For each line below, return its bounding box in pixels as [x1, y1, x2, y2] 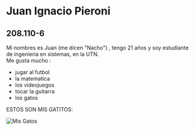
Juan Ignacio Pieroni [6, 4, 111, 18]
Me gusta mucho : [6, 57, 51, 64]
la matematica [14, 75, 50, 82]
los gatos [14, 94, 38, 101]
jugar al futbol [14, 69, 50, 76]
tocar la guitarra [14, 88, 55, 94]
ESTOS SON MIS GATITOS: [6, 106, 73, 113]
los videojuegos [14, 81, 55, 88]
